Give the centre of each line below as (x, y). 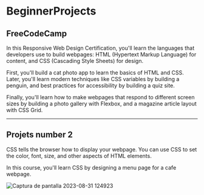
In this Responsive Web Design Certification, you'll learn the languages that (100, 48)
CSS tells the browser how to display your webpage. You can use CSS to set (102, 149)
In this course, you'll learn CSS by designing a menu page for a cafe (91, 167)
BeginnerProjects (51, 11)
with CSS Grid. (25, 110)
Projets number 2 (39, 135)
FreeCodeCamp (37, 34)
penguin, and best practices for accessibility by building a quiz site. (90, 85)
